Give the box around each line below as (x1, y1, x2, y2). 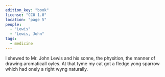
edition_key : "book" (5, 7, 50, 13)
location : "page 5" (5, 17, 47, 22)
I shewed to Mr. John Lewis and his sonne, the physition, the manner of (5, 55, 156, 61)
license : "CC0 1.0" (5, 12, 47, 17)
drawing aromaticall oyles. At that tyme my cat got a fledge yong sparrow (5, 60, 160, 67)
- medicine (10, 41, 33, 46)
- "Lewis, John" (10, 31, 44, 36)
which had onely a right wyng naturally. (5, 66, 88, 72)
